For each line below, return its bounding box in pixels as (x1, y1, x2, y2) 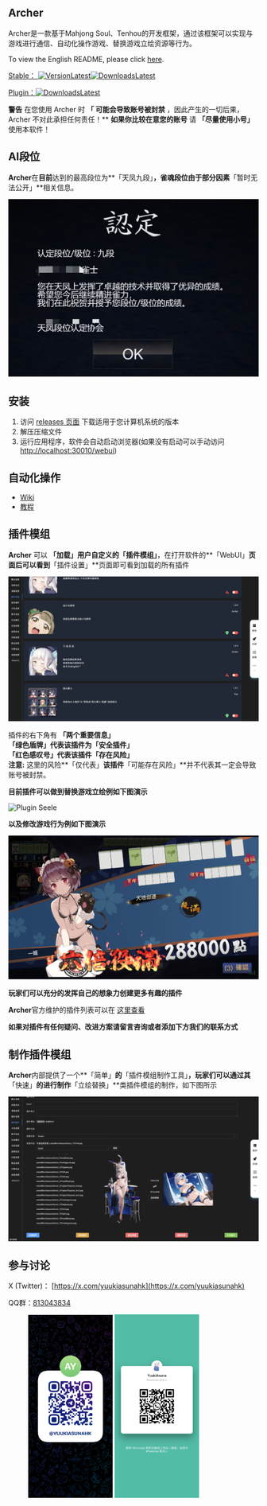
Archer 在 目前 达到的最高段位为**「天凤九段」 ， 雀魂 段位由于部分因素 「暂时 (8, 173, 251, 182)
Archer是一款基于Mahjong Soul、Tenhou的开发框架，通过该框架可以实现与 (8, 28, 253, 38)
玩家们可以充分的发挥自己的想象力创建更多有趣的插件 (8, 988, 183, 998)
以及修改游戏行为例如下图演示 (8, 819, 106, 829)
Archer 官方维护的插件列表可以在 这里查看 (8, 1006, 145, 1015)
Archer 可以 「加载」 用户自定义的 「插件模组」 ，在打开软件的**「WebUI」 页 (8, 550, 256, 559)
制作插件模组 (8, 1048, 72, 1061)
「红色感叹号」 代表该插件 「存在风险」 (8, 750, 133, 760)
